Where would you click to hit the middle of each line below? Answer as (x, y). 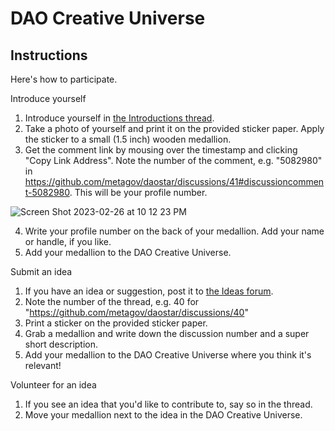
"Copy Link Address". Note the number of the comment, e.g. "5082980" (173, 160)
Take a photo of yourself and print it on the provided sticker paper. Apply (174, 128)
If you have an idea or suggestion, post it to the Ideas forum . (149, 291)
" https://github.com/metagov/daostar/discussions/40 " (136, 312)
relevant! (43, 365)
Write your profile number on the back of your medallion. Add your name (174, 231)
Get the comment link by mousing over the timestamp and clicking (161, 150)
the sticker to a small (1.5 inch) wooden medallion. (128, 139)
